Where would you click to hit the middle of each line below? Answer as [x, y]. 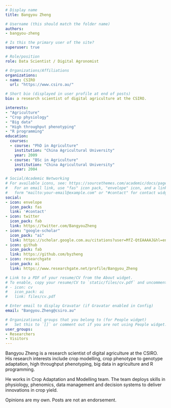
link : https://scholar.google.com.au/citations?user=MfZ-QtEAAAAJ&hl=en [89, 240]
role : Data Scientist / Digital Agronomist [52, 61]
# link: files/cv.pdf [31, 297]
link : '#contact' [28, 212]
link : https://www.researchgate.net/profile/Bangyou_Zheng [74, 268]
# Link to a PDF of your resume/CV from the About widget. [69, 278]
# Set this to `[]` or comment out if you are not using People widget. [86, 324]
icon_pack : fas [26, 207]
